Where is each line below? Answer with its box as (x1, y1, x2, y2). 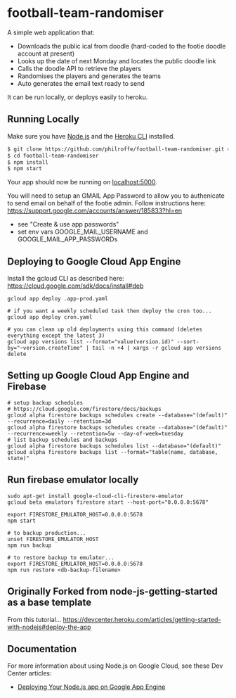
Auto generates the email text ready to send (17, 79, 145, 87)
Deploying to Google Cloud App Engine (7, 255, 181, 267)
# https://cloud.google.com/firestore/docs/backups (7, 405, 162, 412)
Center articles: (7, 669, 52, 678)
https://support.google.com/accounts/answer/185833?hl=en (7, 206, 183, 215)
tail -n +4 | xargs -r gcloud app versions (92, 345, 221, 352)
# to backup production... (7, 529, 86, 536)
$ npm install (7, 158, 49, 166)
